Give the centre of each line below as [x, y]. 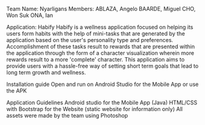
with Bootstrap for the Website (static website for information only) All [95, 109]
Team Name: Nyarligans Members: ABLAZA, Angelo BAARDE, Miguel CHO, [101, 9]
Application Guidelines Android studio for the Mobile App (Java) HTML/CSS [102, 102]
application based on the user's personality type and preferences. [90, 40]
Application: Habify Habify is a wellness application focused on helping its [100, 27]
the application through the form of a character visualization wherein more [100, 53]
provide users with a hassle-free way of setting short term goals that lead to [102, 66]
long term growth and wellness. [46, 72]
